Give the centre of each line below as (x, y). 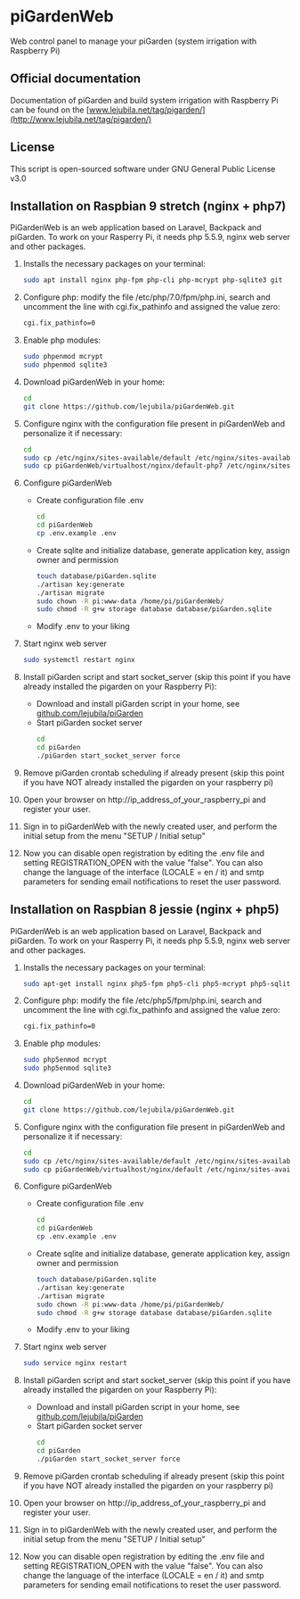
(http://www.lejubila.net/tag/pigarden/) (81, 119)
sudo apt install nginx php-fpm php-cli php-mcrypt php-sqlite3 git (153, 280)
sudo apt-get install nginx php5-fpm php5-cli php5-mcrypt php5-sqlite (158, 983)
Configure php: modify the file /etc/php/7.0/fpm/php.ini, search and (146, 297)
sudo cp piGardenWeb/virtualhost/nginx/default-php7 (123, 466)
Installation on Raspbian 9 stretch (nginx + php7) (148, 206)
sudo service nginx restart (75, 1363)
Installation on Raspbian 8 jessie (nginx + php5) (145, 910)
